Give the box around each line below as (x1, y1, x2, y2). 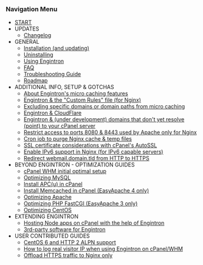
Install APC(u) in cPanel (23, 180, 83, 188)
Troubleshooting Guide (23, 71, 81, 78)
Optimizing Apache (23, 194, 72, 201)
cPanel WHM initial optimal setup (23, 168, 107, 175)
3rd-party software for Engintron (23, 226, 106, 233)
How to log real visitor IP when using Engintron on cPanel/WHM (23, 246, 184, 253)
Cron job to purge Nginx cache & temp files (23, 135, 132, 143)
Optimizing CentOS (23, 207, 72, 214)
